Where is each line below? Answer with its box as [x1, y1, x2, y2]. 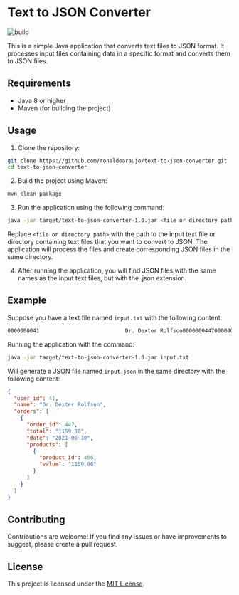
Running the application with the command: [7, 339, 135, 349]
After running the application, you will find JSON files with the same [17, 266, 216, 275]
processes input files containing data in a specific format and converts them [7, 49, 230, 58]
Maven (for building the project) [17, 104, 112, 112]
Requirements [7, 78, 71, 90]
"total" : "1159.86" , [26, 428, 87, 435]
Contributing [7, 513, 65, 525]
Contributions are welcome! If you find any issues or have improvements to [7, 532, 228, 541]
